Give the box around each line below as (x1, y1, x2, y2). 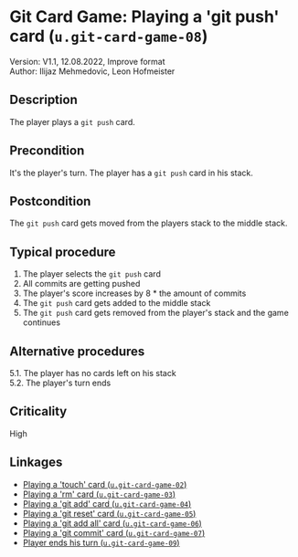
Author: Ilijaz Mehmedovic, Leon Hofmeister (9, 66, 176, 77)
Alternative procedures (9, 343, 145, 359)
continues (22, 317, 61, 328)
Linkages (9, 455, 63, 470)
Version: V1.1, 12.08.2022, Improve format (9, 56, 165, 67)
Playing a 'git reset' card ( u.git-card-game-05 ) (22, 508, 197, 519)
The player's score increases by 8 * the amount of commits (22, 288, 247, 299)
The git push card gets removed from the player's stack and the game (22, 308, 290, 319)
